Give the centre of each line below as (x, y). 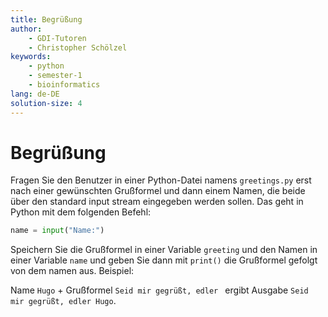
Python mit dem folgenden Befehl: (81, 212)
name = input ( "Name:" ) (57, 231)
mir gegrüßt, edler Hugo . (63, 301)
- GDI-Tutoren (57, 38)
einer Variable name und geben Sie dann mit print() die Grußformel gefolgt (164, 260)
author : (26, 29)
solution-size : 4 (46, 103)
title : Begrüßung (46, 19)
